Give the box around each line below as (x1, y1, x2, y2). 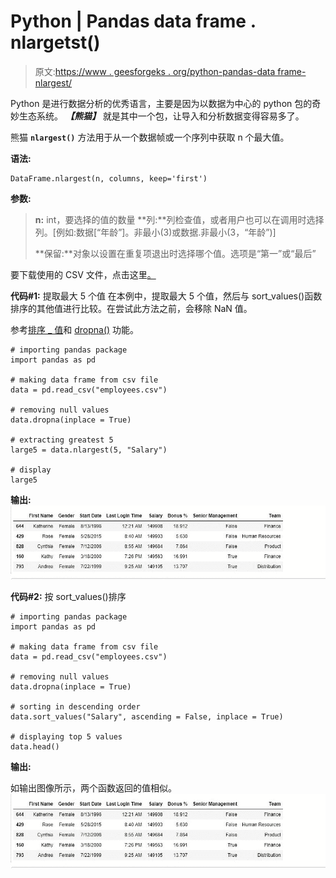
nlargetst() (10, 31, 101, 54)
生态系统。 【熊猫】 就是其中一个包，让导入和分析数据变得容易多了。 (18, 110, 305, 122)
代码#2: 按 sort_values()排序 (10, 591, 127, 603)
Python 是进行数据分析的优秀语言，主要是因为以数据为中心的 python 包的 (10, 97, 313, 109)
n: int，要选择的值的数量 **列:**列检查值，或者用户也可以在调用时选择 (34, 213, 325, 225)
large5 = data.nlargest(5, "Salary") (10, 445, 168, 455)
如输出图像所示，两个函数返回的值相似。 (10, 782, 177, 794)
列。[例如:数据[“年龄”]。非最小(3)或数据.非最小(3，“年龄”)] (34, 226, 277, 238)
